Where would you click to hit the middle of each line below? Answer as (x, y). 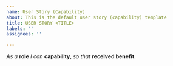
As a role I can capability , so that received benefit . (71, 56)
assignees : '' (24, 34)
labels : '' (20, 28)
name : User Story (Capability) (46, 12)
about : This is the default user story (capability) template (86, 17)
